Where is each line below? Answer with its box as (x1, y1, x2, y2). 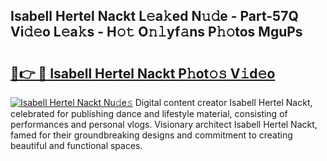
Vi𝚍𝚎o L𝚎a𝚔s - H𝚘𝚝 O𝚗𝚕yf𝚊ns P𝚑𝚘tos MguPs (10, 24, 303, 41)
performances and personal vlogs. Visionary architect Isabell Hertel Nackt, (10, 119, 318, 130)
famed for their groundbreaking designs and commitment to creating (10, 129, 293, 141)
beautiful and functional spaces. (10, 140, 143, 151)
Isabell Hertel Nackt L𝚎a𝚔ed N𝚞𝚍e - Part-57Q (10, 8, 299, 25)
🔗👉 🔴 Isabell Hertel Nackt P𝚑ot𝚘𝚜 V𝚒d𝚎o (10, 65, 276, 82)
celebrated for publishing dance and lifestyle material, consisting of (10, 108, 288, 119)
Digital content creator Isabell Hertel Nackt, (134, 97, 313, 108)
